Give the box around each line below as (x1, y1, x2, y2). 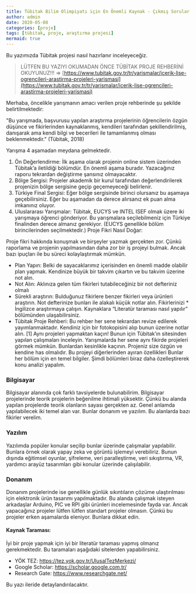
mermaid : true (6, 36, 41, 42)
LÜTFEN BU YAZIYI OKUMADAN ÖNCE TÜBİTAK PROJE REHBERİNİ (20, 63, 184, 70)
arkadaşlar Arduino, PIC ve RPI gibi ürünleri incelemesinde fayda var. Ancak (6, 501, 188, 508)
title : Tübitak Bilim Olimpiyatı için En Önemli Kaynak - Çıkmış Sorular (6, 8, 190, 15)
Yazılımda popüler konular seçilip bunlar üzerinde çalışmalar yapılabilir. (6, 442, 177, 449)
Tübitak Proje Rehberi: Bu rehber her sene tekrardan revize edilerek (14, 318, 177, 325)
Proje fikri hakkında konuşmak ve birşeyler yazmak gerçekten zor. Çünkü (6, 238, 182, 245)
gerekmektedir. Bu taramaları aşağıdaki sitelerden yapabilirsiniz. (6, 546, 160, 553)
